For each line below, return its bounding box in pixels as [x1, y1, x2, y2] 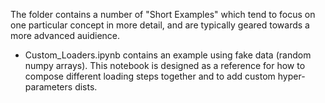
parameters [24, 81, 73, 93]
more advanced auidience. [10, 30, 121, 41]
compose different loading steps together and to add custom [24, 70, 276, 82]
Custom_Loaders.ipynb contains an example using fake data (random [24, 49, 312, 61]
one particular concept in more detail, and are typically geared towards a [10, 19, 310, 31]
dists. [74, 81, 98, 93]
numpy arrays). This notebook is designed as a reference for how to [24, 60, 306, 71]
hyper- [277, 70, 306, 82]
